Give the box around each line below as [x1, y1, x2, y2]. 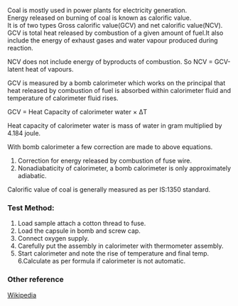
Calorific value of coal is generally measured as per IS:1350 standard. [7, 185, 211, 194]
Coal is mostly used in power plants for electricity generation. [7, 6, 188, 14]
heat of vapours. [25, 65, 74, 73]
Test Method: [7, 202, 55, 212]
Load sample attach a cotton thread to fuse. [17, 219, 146, 228]
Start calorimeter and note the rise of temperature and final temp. [17, 249, 210, 258]
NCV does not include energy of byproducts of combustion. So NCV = [7, 58, 213, 66]
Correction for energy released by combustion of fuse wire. [17, 156, 193, 165]
